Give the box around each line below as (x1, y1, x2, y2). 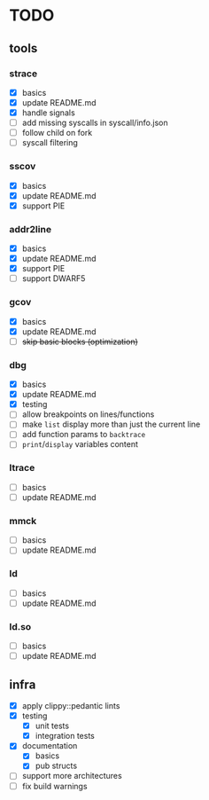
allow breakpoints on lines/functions (21, 409, 155, 420)
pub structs (35, 760, 78, 772)
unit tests (35, 720, 69, 732)
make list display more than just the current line (21, 419, 201, 430)
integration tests (35, 731, 95, 741)
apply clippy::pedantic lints (21, 701, 120, 710)
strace (9, 67, 38, 80)
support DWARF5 (21, 273, 86, 284)
